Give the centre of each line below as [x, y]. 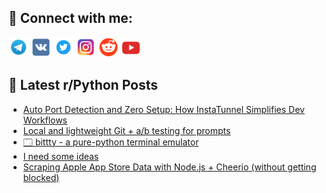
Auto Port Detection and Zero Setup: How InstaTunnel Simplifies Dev [163, 109]
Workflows [45, 120]
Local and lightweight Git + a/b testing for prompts [126, 130]
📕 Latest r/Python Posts [83, 85]
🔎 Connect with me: [70, 18]
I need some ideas [61, 156]
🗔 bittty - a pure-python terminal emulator [111, 142]
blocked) [41, 177]
